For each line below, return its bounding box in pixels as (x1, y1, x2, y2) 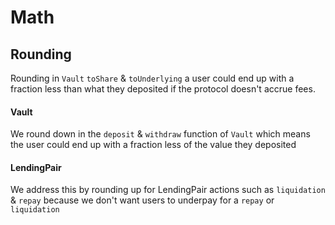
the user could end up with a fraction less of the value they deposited (10, 139, 297, 151)
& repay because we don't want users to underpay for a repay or (10, 194, 275, 206)
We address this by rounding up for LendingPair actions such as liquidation (10, 184, 326, 196)
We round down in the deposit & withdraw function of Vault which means (10, 128, 311, 140)
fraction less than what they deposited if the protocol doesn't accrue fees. (10, 83, 316, 95)
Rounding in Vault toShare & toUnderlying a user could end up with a (10, 72, 295, 84)
